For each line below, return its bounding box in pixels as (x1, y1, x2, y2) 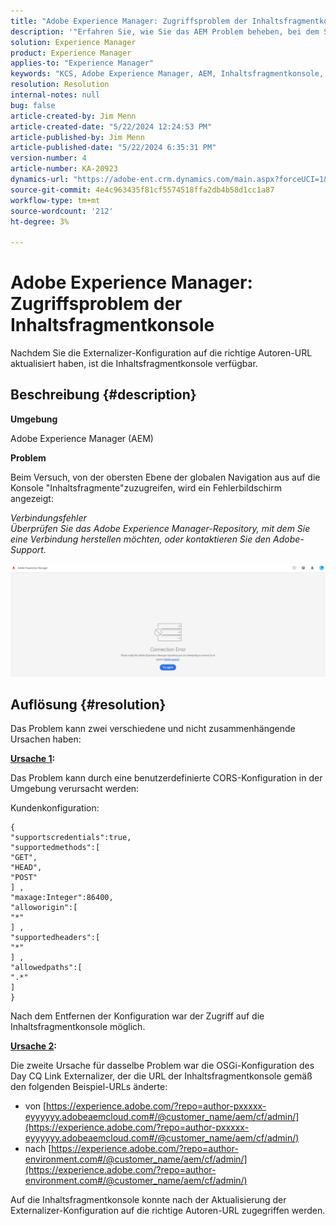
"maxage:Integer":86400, (10, 893, 114, 903)
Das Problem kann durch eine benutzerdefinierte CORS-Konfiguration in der (10, 772, 323, 784)
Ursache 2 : (10, 1040, 58, 1052)
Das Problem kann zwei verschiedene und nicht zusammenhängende (10, 723, 296, 735)
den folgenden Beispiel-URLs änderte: (10, 1081, 168, 1093)
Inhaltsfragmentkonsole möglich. (10, 1021, 146, 1033)
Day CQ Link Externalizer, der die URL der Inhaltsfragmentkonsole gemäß (10, 1070, 313, 1082)
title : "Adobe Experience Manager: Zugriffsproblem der (10, 16, 248, 26)
